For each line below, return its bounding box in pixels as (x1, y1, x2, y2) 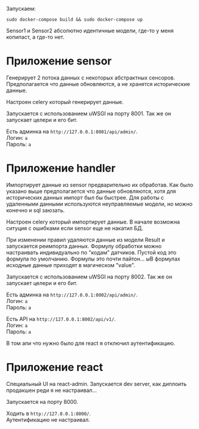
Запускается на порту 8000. (6, 398, 79, 405)
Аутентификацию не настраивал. (6, 416, 91, 423)
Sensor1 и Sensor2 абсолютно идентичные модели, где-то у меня (6, 27, 174, 34)
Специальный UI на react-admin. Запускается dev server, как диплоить (6, 380, 187, 387)
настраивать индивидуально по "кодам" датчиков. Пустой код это (6, 249, 177, 256)
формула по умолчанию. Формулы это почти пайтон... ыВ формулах (6, 255, 180, 262)
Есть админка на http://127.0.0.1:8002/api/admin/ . (6, 291, 138, 298)
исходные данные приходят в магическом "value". (6, 261, 136, 268)
